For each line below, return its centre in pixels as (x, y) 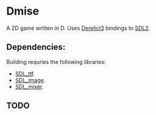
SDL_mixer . (29, 86)
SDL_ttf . (25, 74)
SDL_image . (30, 80)
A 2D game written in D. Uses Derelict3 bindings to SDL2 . (78, 28)
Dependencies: (36, 47)
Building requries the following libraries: (56, 61)
